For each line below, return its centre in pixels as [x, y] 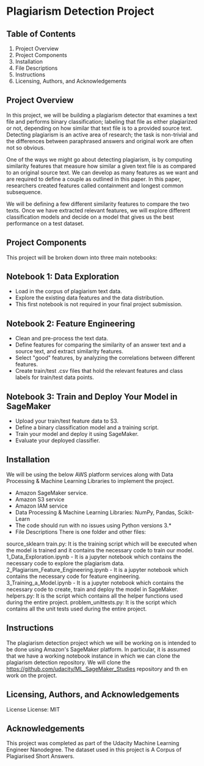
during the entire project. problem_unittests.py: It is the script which [92, 602]
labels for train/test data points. [55, 377]
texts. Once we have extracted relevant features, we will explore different [98, 210]
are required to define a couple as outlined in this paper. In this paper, [94, 179]
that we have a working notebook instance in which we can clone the [93, 656]
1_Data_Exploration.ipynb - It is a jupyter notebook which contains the [94, 557]
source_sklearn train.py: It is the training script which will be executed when [102, 544]
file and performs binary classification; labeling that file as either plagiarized [102, 121]
